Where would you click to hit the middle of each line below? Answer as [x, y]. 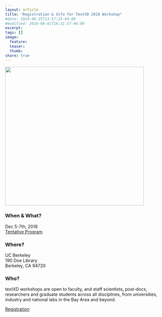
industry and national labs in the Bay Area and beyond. [61, 300]
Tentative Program [24, 232]
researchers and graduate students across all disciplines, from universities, [81, 294]
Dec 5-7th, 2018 [21, 226]
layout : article [22, 10]
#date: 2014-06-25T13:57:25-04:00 [41, 19]
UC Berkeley [18, 255]
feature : [18, 42]
